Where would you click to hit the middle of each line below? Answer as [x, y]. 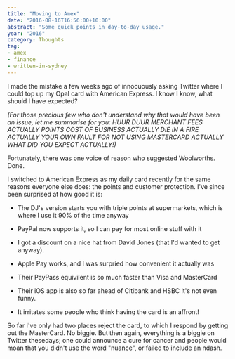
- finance [22, 60]
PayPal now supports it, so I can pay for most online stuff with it [109, 228]
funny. [27, 298]
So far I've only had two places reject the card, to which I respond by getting [118, 325]
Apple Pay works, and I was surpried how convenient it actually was [116, 263]
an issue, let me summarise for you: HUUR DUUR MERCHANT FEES [105, 122]
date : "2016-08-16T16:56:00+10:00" [59, 20]
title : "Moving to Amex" [43, 14]
